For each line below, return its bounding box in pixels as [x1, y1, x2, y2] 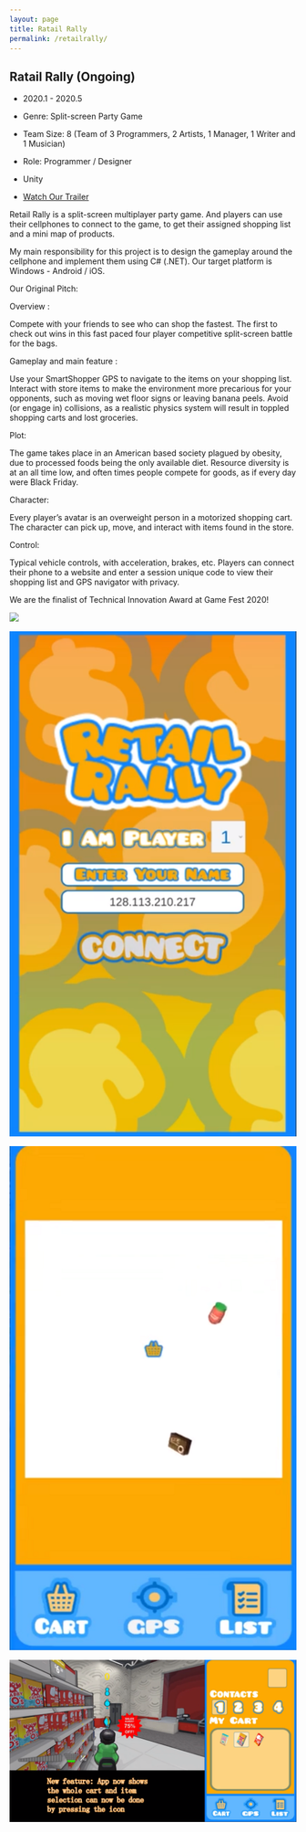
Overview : [9, 301, 50, 312]
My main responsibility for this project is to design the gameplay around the [9, 247, 293, 258]
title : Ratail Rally [9, 24, 88, 34]
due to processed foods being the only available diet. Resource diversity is [9, 458, 290, 469]
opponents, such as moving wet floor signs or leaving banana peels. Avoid [9, 393, 289, 404]
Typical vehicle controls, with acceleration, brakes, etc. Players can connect [9, 557, 295, 568]
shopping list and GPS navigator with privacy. [9, 576, 180, 588]
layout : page [9, 15, 59, 24]
